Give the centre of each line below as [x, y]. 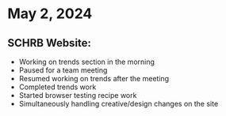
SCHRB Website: [50, 43]
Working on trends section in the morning [87, 62]
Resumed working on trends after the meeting [94, 79]
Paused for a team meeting [63, 70]
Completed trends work [57, 87]
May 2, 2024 [50, 14]
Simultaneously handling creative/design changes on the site [119, 104]
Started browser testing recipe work [78, 95]
